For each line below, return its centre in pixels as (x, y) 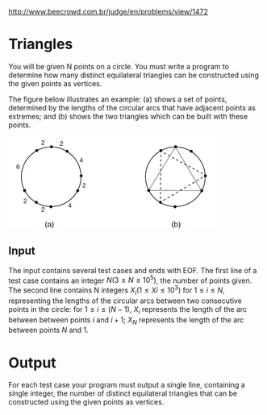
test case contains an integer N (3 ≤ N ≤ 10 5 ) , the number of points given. (130, 280)
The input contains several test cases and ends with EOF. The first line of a (133, 270)
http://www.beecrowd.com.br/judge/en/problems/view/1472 (108, 12)
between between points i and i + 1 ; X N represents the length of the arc (126, 320)
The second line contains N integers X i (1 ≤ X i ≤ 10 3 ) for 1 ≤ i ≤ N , (117, 290)
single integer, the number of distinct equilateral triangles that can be (123, 393)
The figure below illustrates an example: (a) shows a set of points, (118, 99)
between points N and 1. (48, 330)
